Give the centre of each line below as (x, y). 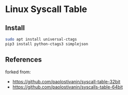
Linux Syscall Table (46, 9)
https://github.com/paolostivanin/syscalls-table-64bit (68, 87)
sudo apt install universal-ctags (41, 39)
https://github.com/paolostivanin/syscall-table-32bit (66, 81)
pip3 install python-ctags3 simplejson (47, 44)
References (23, 60)
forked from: (18, 72)
